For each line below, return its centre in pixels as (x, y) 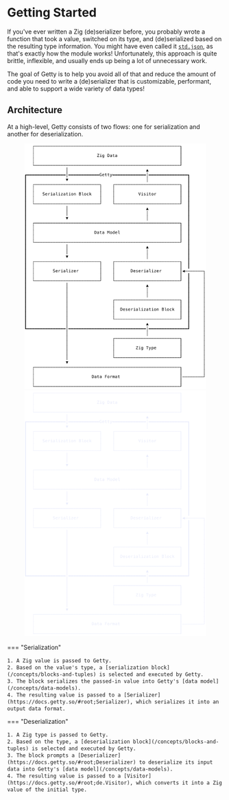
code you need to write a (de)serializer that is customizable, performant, (109, 81)
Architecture (35, 110)
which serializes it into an (178, 702)
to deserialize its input (176, 762)
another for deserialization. (45, 134)
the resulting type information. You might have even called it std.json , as (110, 46)
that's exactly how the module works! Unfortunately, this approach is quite (112, 53)
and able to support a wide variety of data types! (76, 88)
